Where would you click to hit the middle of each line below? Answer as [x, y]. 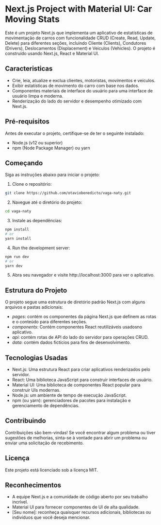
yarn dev [14, 266]
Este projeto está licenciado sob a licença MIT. [52, 470]
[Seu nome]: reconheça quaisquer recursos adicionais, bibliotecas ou [81, 512]
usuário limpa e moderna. [38, 96]
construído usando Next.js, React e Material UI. [52, 53]
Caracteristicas [29, 69]
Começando [24, 163]
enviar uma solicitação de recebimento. [44, 443]
